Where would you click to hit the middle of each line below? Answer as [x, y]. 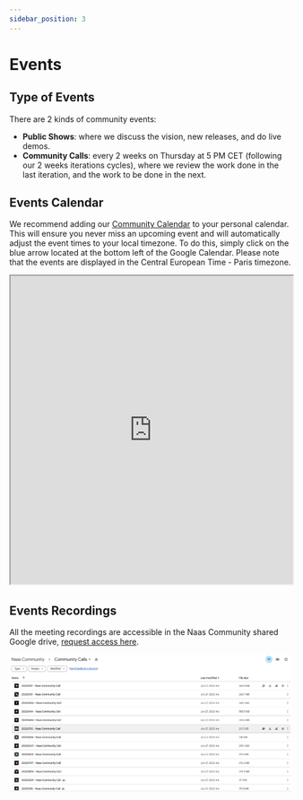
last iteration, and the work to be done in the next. [114, 174]
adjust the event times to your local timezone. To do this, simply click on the [149, 243]
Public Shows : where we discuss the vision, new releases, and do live [152, 136]
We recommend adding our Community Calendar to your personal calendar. [149, 224]
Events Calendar [56, 203]
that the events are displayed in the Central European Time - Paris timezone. [150, 262]
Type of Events [52, 97]
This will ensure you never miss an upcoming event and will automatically [145, 234]
